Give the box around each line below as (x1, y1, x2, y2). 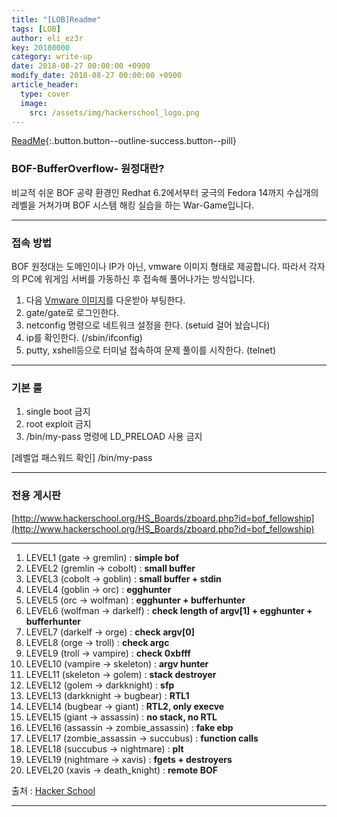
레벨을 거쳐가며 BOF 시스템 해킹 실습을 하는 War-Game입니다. (11, 199, 255, 211)
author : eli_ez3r (11, 33, 84, 43)
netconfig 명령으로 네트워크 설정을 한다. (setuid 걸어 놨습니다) (25, 319, 271, 331)
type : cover (20, 89, 71, 99)
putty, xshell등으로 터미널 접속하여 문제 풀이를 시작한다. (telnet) (25, 344, 277, 356)
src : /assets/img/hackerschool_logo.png (29, 107, 200, 118)
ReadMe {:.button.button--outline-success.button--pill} (11, 135, 238, 147)
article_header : (11, 80, 79, 90)
